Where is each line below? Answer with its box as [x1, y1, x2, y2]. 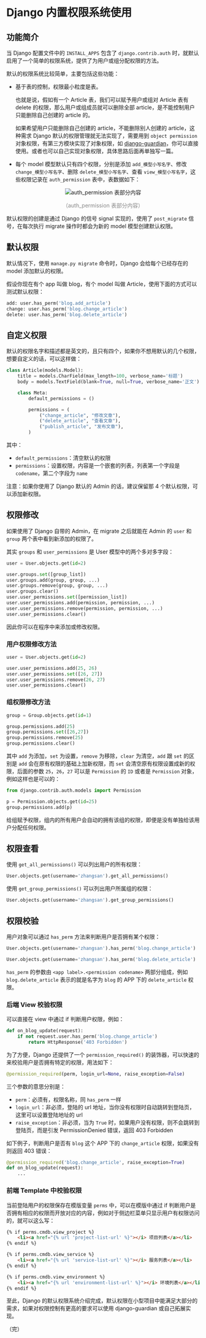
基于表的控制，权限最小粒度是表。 [15, 83, 102, 90]
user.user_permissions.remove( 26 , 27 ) [6, 677, 105, 683]
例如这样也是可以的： [6, 775, 60, 783]
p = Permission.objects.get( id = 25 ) [6, 798, 97, 805]
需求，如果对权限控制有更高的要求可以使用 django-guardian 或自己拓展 [6, 1305, 186, 1312]
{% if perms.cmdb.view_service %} [6, 1252, 95, 1258]
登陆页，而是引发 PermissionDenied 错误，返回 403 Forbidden [15, 1126, 174, 1134]
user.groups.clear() [6, 588, 59, 595]
